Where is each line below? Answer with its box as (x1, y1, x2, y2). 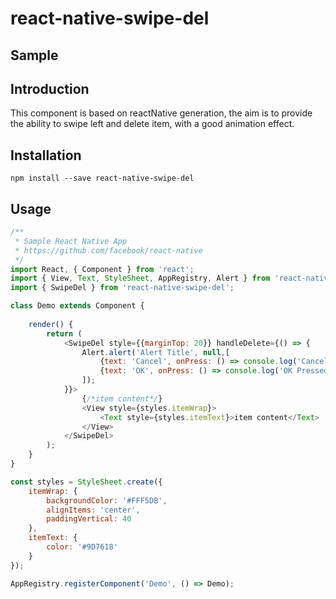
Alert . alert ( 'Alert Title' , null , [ (81, 347, 230, 357)
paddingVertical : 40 (46, 514, 132, 524)
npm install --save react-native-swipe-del (10, 173, 195, 184)
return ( (46, 328, 83, 339)
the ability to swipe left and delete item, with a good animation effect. (10, 118, 295, 130)
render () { (28, 319, 74, 329)
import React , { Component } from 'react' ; (10, 264, 195, 274)
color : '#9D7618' (46, 542, 118, 552)
